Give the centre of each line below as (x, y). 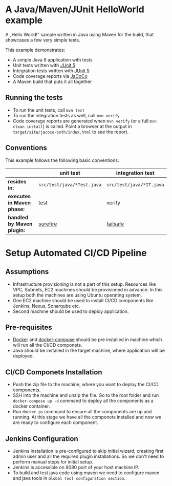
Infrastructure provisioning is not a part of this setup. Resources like (84, 284)
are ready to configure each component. (55, 422)
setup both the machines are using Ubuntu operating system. (77, 295)
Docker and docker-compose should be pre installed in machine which (87, 340)
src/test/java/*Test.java (70, 185)
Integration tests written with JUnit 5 (51, 71)
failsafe (115, 224)
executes (19, 196)
